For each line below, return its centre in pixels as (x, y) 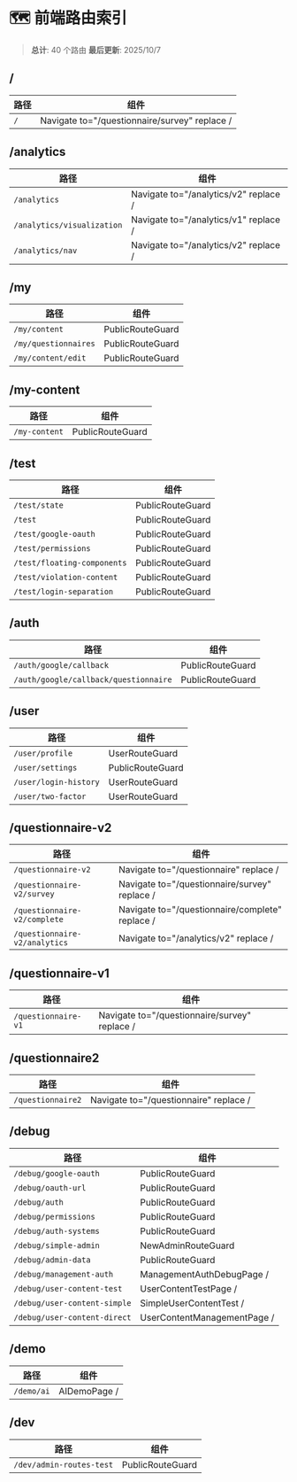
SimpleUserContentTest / (192, 1303)
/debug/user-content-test (68, 1288)
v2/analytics (41, 943)
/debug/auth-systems (57, 1231)
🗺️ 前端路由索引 (69, 18)
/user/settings (46, 768)
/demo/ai (32, 1391)
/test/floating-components (70, 563)
